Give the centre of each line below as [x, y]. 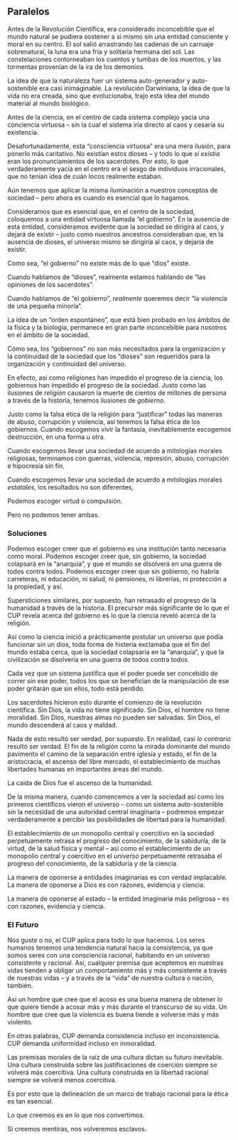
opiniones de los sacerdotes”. [51, 284]
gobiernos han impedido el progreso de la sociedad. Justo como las [107, 385]
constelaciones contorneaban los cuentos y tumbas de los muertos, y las [114, 59]
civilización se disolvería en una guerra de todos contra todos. [98, 660]
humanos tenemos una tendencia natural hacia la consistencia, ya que [110, 948]
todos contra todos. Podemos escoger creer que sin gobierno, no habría [113, 571]
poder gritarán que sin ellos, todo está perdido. [76, 689]
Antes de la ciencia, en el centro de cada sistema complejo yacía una [108, 117]
